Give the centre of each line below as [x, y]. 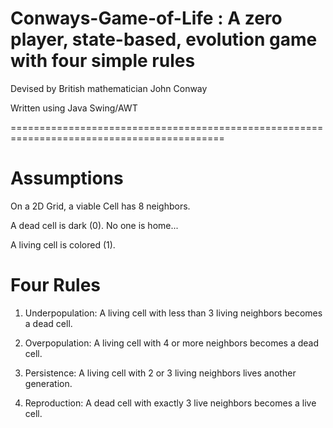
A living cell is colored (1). [63, 244]
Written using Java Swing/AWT [74, 108]
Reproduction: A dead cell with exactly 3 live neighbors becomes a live [170, 403]
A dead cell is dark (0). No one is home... [94, 225]
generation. [48, 383]
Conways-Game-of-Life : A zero [146, 18]
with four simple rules [103, 61]
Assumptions [67, 178]
